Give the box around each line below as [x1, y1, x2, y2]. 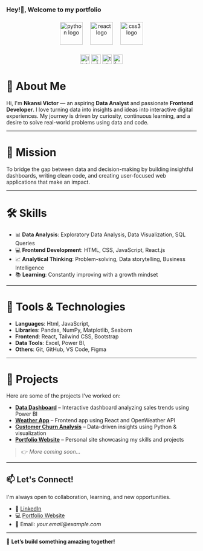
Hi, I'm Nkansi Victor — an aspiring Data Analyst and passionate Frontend [6, 99, 193, 106]
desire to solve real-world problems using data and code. [6, 118, 149, 126]
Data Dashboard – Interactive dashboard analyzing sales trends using [14, 404, 189, 411]
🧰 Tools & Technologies [6, 300, 126, 314]
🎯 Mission [6, 145, 57, 159]
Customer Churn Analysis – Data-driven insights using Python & [14, 423, 177, 431]
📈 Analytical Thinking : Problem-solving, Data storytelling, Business [14, 255, 186, 262]
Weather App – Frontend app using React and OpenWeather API [14, 417, 176, 424]
